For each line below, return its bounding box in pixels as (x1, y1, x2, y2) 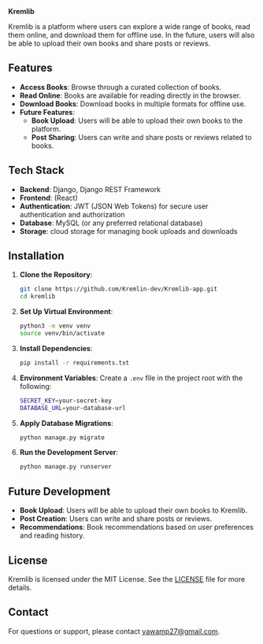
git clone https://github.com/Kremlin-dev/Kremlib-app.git (19, 285, 218, 294)
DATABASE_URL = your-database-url (19, 404, 126, 412)
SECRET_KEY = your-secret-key (19, 397, 112, 405)
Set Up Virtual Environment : (19, 307, 113, 316)
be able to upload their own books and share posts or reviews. (8, 39, 211, 48)
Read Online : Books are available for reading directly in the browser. (19, 91, 242, 100)
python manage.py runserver (19, 463, 112, 471)
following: (19, 381, 52, 390)
